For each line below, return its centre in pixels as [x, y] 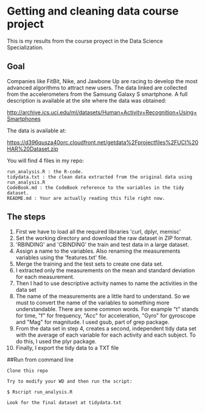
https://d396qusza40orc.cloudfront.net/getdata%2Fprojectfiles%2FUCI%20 [103, 142]
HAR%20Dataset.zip [33, 149]
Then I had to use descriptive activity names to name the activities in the [106, 283]
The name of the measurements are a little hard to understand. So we [103, 296]
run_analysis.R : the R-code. [45, 171]
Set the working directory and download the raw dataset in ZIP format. [104, 238]
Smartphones [24, 118]
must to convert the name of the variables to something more [92, 303]
